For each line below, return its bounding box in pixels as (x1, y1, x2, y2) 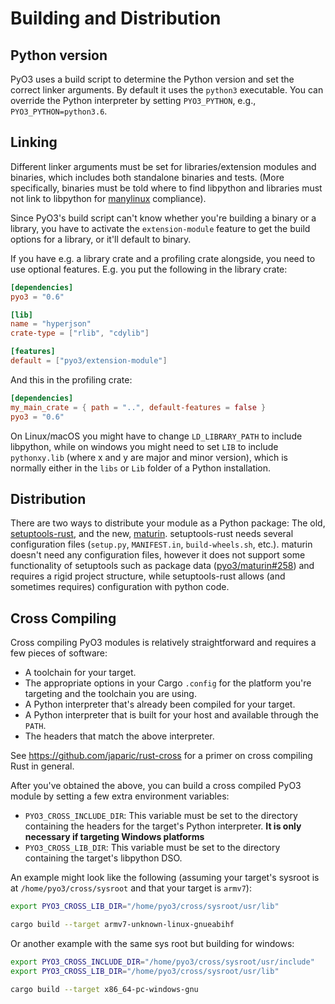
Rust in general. (10, 760, 75, 772)
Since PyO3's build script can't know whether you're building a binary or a (10, 212, 317, 224)
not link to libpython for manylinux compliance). (10, 192, 207, 204)
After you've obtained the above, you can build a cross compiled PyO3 (10, 780, 302, 792)
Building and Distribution (10, 7, 222, 30)
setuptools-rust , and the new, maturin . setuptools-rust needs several (10, 528, 294, 540)
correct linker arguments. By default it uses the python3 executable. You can (10, 84, 324, 96)
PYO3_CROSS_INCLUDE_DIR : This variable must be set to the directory (24, 810, 298, 822)
